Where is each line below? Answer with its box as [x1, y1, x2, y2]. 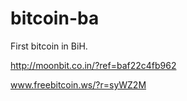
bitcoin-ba [10, 7, 100, 30]
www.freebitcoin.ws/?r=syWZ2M [10, 78, 147, 91]
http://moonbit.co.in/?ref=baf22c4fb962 [10, 59, 177, 71]
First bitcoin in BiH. [10, 40, 88, 52]
